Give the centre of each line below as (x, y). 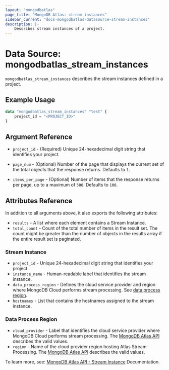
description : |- (22, 24)
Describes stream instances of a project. (60, 29)
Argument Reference (39, 137)
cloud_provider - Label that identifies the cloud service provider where (86, 330)
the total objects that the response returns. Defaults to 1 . (71, 170)
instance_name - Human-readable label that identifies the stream (79, 274)
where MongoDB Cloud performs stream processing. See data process (86, 290)
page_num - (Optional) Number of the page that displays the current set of (88, 164)
